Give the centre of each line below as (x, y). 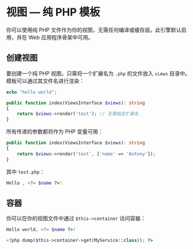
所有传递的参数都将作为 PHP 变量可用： (55, 132)
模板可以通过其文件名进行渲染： (45, 80)
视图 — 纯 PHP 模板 (53, 12)
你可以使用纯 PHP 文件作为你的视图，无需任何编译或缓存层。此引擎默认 (94, 30)
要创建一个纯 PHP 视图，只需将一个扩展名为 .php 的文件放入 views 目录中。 (98, 73)
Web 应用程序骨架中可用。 (61, 37)
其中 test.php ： (26, 172)
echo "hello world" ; (32, 92)
